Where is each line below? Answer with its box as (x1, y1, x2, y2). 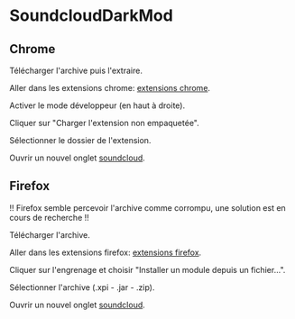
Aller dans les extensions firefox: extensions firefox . (9, 247, 202, 258)
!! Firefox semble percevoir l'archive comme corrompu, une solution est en (9, 202, 286, 213)
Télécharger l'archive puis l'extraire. (9, 65, 143, 76)
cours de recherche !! (9, 212, 90, 223)
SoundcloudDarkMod (9, 5, 173, 26)
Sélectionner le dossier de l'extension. (9, 135, 152, 145)
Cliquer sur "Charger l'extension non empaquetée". (9, 118, 200, 128)
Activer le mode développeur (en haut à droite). (9, 100, 186, 111)
